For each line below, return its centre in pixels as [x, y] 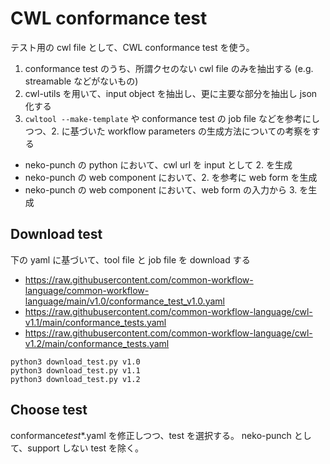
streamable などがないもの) [81, 81]
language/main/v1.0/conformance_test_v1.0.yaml [124, 301]
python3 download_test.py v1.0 [75, 362]
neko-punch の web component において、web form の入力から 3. [161, 189]
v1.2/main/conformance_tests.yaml [97, 343]
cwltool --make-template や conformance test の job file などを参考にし [172, 118]
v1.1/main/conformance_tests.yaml [95, 322]
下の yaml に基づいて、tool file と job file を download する [130, 259]
